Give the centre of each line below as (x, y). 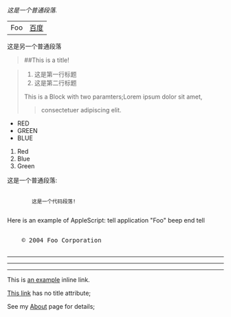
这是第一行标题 (55, 74)
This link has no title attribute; (49, 293)
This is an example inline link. (49, 280)
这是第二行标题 (55, 83)
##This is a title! (47, 60)
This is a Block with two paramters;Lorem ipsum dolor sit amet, (113, 96)
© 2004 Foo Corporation (62, 240)
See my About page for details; (51, 306)
